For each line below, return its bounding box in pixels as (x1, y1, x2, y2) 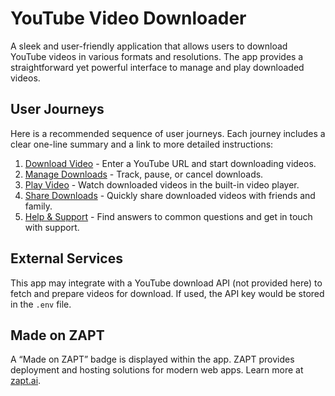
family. (24, 200, 53, 212)
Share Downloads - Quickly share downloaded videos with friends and (24, 189, 316, 201)
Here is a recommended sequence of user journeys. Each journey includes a (10, 127, 326, 139)
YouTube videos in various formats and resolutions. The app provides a (10, 50, 304, 62)
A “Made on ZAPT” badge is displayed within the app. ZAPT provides (10, 353, 295, 366)
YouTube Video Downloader (10, 7, 247, 30)
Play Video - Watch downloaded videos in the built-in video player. (24, 178, 300, 191)
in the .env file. (10, 298, 72, 310)
